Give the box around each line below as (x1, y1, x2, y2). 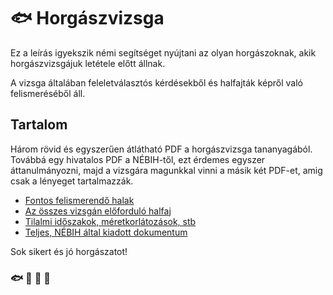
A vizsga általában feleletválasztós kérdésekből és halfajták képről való (10, 76, 303, 89)
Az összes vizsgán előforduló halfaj (24, 205, 172, 217)
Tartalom (10, 116, 68, 134)
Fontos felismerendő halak (24, 194, 135, 206)
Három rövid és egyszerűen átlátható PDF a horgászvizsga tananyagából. (10, 143, 313, 155)
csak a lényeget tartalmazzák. (10, 175, 134, 187)
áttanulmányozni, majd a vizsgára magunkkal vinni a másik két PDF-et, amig (10, 164, 323, 176)
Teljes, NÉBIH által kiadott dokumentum (24, 226, 188, 238)
